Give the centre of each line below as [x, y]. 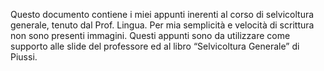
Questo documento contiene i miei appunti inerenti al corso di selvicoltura [162, 14]
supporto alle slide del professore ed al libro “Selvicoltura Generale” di [155, 46]
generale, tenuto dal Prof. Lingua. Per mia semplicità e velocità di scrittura [162, 25]
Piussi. [24, 57]
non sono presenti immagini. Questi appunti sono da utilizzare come [150, 35]
